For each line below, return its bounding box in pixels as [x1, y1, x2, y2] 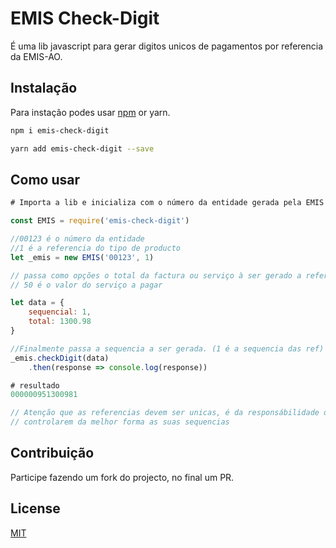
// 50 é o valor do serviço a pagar [10, 280, 163, 290]
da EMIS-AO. [10, 50, 63, 62]
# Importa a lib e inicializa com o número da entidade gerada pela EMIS [10, 198, 325, 208]
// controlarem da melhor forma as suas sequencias [10, 417, 230, 427]
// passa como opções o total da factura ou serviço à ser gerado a [10, 270, 302, 281]
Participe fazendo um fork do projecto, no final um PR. [10, 471, 235, 483]
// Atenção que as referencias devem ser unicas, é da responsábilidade [10, 408, 320, 418]
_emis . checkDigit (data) [10, 353, 110, 363]
